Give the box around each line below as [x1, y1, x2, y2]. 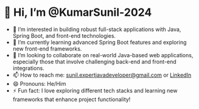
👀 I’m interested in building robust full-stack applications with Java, [12, 26, 181, 33]
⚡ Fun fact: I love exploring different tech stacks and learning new [12, 86, 178, 94]
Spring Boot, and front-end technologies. [12, 32, 116, 39]
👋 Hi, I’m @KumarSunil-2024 [4, 5, 152, 19]
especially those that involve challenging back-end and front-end [12, 58, 176, 65]
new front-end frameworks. [12, 45, 82, 52]
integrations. [12, 64, 44, 72]
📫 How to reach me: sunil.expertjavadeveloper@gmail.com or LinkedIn [12, 71, 192, 79]
